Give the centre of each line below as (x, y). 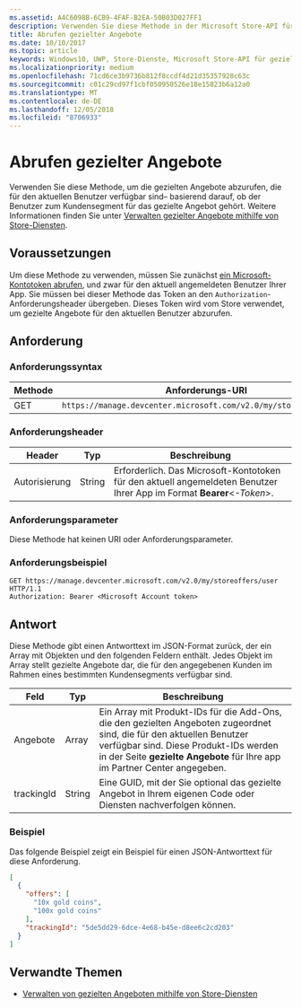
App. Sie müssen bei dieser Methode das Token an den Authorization (138, 294)
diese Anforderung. (45, 861)
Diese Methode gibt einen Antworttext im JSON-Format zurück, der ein (140, 646)
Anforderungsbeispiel (58, 563)
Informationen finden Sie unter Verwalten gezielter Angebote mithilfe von (144, 215)
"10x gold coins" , (67, 903)
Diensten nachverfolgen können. (167, 805)
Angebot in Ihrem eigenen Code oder (177, 793)
